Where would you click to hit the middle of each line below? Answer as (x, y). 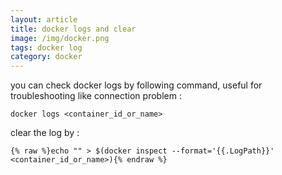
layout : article (44, 19)
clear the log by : (45, 133)
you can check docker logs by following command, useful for (136, 85)
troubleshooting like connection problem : (96, 96)
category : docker (46, 57)
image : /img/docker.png (60, 38)
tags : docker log (46, 47)
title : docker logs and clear (73, 29)
